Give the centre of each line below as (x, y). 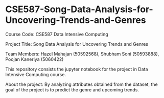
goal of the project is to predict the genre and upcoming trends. (72, 89)
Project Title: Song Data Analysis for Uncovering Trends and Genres (77, 44)
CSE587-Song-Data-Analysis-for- (79, 9)
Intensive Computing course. (36, 74)
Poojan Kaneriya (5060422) (34, 59)
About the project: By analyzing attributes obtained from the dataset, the (81, 84)
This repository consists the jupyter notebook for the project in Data (77, 69)
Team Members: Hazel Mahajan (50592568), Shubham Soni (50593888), (82, 54)
